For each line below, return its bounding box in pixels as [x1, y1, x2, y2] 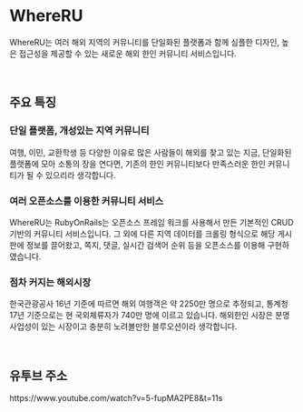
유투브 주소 [9, 367, 68, 383]
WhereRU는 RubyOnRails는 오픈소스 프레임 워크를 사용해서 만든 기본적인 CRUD [9, 216, 294, 227]
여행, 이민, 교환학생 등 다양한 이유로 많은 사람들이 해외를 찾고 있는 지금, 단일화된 [9, 146, 292, 157]
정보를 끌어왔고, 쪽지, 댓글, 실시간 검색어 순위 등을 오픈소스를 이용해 [25, 239, 266, 250]
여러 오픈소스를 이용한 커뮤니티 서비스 [9, 195, 164, 207]
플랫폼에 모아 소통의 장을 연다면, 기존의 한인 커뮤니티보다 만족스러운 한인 [9, 158, 266, 169]
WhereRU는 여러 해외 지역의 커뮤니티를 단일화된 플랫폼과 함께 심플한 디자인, [9, 36, 279, 47]
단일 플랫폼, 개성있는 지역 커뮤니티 [9, 125, 150, 137]
